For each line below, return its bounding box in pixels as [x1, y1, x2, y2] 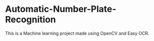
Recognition [5, 14, 56, 25]
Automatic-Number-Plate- [5, 3, 116, 15]
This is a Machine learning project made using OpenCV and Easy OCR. [5, 30, 150, 36]
